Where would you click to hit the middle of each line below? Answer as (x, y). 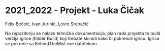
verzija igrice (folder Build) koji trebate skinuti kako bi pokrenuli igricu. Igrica (82, 38)
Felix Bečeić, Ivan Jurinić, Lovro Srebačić (47, 24)
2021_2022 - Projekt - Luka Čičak (75, 10)
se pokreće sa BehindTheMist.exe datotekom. (52, 43)
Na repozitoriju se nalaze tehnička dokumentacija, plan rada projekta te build (83, 33)
